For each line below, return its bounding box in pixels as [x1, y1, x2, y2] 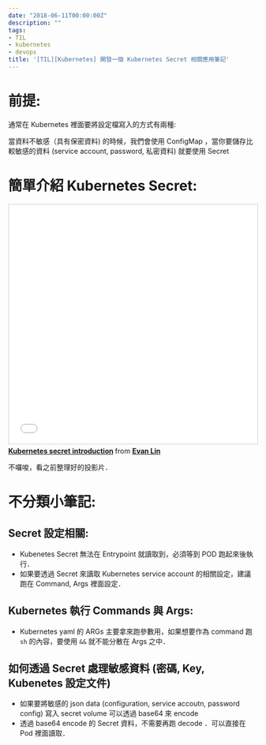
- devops [8, 48, 37, 56]
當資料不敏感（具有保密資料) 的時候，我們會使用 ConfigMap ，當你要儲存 [8, 136, 247, 146]
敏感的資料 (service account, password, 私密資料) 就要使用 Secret [14, 146, 230, 155]
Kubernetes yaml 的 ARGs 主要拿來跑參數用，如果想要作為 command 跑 [19, 627, 253, 636]
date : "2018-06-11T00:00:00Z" [8, 11, 108, 20]
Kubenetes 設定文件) [8, 676, 111, 690]
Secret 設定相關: [8, 526, 89, 541]
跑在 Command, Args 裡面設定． [19, 578, 126, 588]
